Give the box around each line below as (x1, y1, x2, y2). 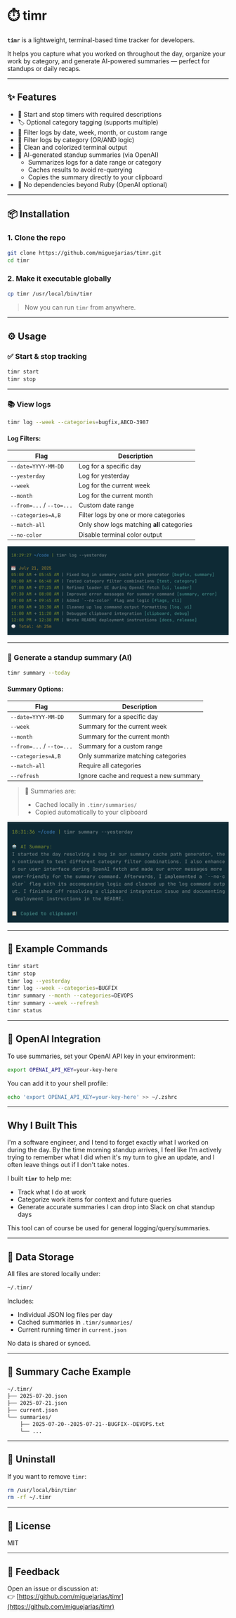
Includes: (7, 1297, 34, 1305)
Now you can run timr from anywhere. (24, 303, 136, 312)
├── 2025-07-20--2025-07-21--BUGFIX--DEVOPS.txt (20, 1420, 165, 1427)
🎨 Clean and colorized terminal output (17, 143, 128, 151)
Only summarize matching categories (78, 752, 187, 760)
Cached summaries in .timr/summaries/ (17, 1318, 133, 1326)
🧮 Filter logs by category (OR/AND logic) (17, 135, 135, 144)
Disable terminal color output (78, 530, 163, 539)
